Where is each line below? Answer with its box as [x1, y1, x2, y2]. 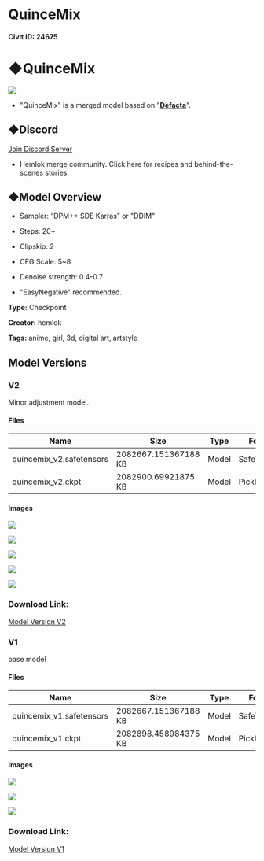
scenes [19, 168, 44, 177]
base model [8, 655, 46, 664]
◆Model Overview [8, 190, 102, 204]
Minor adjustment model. [8, 397, 90, 407]
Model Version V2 [8, 616, 67, 626]
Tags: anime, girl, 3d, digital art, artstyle [8, 333, 137, 343]
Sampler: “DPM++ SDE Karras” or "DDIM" [19, 211, 156, 221]
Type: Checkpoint [8, 303, 67, 312]
